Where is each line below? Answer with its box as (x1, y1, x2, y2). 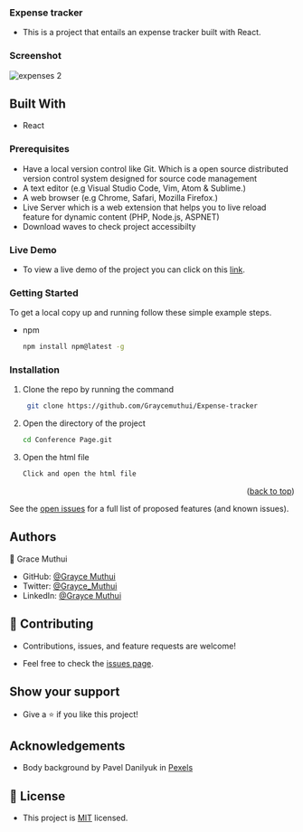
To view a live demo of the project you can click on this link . (22, 264, 246, 275)
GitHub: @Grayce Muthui (22, 571, 116, 581)
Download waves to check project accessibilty (22, 221, 196, 232)
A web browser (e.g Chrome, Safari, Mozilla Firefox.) (22, 192, 219, 203)
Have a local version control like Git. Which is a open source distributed (22, 163, 289, 174)
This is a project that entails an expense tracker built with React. (22, 27, 261, 38)
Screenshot (9, 50, 62, 62)
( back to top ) (246, 486, 295, 496)
